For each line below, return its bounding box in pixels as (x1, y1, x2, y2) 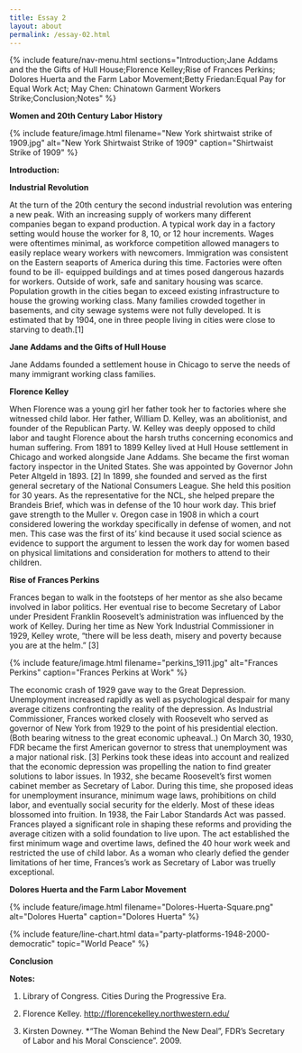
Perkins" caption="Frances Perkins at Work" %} (9, 667, 188, 678)
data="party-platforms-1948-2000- (138, 928, 270, 939)
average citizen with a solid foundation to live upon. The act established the (9, 828, 290, 839)
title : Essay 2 (9, 13, 67, 23)
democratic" (9, 938, 56, 949)
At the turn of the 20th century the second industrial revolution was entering (9, 199, 293, 210)
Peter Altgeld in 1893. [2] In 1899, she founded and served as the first (9, 471, 268, 482)
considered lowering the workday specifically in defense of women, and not (9, 519, 291, 530)
